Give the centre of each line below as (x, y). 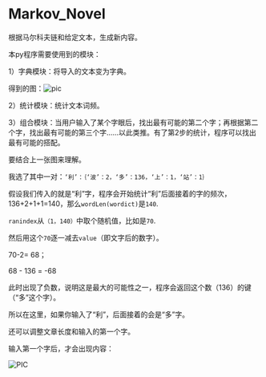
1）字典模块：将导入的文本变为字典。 (69, 71)
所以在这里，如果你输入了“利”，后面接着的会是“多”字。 (99, 314)
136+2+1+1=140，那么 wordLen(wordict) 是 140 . (83, 203)
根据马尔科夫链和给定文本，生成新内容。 (75, 37)
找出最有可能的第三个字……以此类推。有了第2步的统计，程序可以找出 (143, 132)
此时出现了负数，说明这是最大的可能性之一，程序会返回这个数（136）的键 (130, 287)
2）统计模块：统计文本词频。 (56, 105)
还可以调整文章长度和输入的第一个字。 (71, 331)
